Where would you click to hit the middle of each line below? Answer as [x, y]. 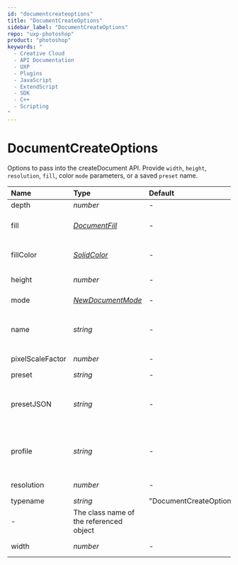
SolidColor [91, 254]
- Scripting [32, 107]
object [84, 530]
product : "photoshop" [39, 41]
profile [22, 451]
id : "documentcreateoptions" [50, 14]
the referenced [98, 521]
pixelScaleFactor [39, 358]
